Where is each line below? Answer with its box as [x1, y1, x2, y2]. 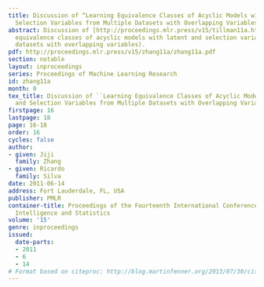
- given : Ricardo [8, 165, 65, 173]
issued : [8, 231, 34, 239]
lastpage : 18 [8, 114, 51, 122]
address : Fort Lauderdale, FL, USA [8, 186, 125, 195]
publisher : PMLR [8, 194, 61, 202]
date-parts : [15, 238, 55, 246]
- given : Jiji [8, 150, 55, 158]
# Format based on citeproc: [8, 267, 104, 275]
